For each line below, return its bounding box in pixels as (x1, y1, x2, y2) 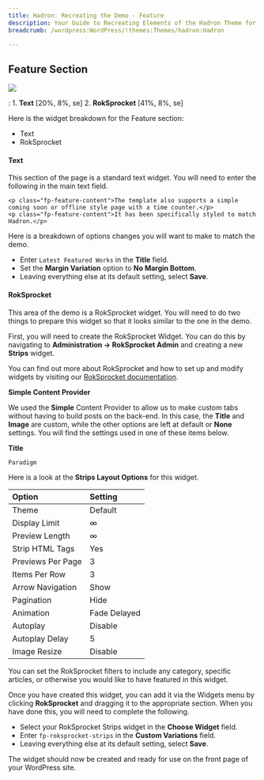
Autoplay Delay (12, 634, 69, 645)
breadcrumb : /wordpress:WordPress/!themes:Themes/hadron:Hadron (8, 26, 224, 34)
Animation (12, 608, 50, 619)
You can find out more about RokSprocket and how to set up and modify (8, 363, 243, 373)
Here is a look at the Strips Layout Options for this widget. (8, 472, 199, 483)
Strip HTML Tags (12, 543, 75, 555)
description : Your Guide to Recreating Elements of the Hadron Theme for (8, 19, 257, 27)
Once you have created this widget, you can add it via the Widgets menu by (8, 690, 255, 700)
